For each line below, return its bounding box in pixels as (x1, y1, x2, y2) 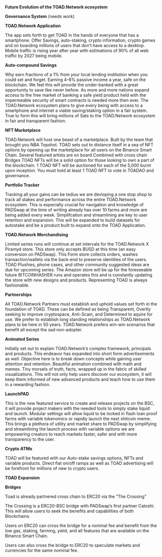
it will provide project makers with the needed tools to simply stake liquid (5, 405, 150, 411)
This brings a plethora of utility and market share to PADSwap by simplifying (5, 421, 157, 427)
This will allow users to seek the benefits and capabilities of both (5, 508, 134, 514)
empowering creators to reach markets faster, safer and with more (5, 431, 137, 437)
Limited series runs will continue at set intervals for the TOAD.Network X (5, 241, 149, 247)
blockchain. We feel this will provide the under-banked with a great (5, 82, 138, 88)
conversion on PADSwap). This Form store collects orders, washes (5, 251, 138, 257)
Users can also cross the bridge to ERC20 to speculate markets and (5, 542, 140, 548)
